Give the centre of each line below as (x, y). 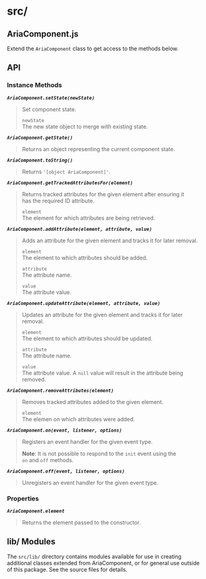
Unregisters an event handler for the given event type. (90, 482)
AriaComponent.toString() (40, 160)
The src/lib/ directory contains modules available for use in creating (94, 556)
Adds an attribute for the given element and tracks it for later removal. (110, 241)
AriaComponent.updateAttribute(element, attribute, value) (84, 303)
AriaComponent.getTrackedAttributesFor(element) (70, 183)
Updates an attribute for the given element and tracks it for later (102, 315)
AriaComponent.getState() (40, 138)
